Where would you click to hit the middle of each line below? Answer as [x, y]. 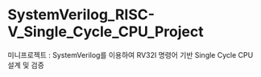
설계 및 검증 [26, 65]
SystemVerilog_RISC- [81, 15]
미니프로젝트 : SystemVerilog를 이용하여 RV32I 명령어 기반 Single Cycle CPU [130, 55]
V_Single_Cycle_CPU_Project [106, 32]
